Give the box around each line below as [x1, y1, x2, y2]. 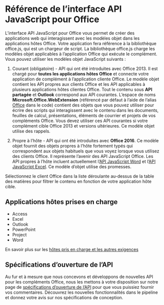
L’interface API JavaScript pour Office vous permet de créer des [5, 30, 135, 36]
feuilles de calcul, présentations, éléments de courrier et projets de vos [12, 112, 156, 118]
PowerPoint [12, 227, 36, 232]
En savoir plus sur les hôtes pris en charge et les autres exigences [5, 246, 139, 252]
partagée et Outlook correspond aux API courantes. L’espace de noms [12, 92, 156, 98]
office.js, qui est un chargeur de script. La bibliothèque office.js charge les [5, 46, 155, 51]
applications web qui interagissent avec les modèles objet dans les [5, 35, 140, 41]
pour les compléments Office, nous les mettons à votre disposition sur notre [5, 279, 158, 285]
